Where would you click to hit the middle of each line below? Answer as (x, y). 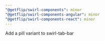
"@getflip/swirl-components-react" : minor (50, 19)
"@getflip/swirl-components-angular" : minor (52, 14)
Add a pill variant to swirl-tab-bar (40, 33)
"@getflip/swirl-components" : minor (43, 10)
